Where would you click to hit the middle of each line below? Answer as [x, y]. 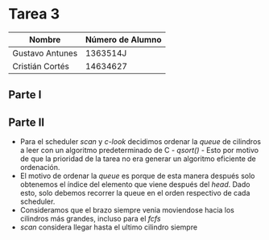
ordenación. [40, 168]
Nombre [45, 39]
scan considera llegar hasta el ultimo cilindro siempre [109, 227]
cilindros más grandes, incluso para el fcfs [90, 219]
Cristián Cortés [41, 66]
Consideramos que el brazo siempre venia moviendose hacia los [127, 210]
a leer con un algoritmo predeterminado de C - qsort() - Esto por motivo [139, 151]
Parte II [27, 122]
